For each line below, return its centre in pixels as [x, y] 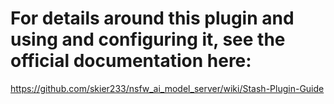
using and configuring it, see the [148, 39]
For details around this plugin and [152, 18]
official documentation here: [131, 61]
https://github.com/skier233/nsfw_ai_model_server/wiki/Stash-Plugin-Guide [167, 88]
